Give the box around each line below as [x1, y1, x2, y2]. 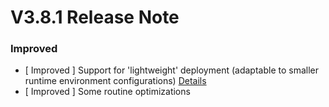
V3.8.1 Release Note [10, 6, 180, 29]
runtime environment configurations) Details [24, 75, 207, 87]
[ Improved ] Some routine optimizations [24, 86, 191, 98]
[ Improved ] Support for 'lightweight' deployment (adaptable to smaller [24, 64, 320, 76]
